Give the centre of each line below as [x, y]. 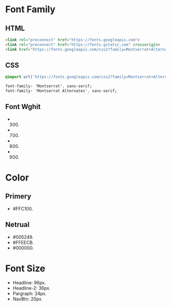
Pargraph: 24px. [30, 293]
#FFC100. [23, 209]
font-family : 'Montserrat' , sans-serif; [49, 86]
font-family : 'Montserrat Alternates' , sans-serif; [61, 91]
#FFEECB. [23, 242]
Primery [18, 197]
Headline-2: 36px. [32, 288]
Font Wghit [23, 107]
